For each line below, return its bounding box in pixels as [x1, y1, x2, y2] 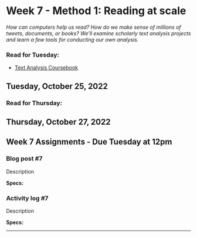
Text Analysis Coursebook [14, 64, 79, 71]
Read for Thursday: [6, 99, 63, 107]
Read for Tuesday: [6, 51, 60, 59]
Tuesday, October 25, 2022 [6, 81, 108, 91]
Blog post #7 [6, 155, 43, 163]
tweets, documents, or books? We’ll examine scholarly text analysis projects [6, 29, 191, 36]
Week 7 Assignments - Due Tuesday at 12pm [6, 137, 172, 147]
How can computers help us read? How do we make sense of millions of [6, 24, 182, 31]
